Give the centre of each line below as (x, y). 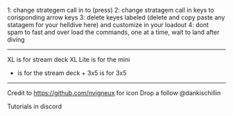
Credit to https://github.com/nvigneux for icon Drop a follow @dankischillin (114, 93)
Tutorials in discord (35, 106)
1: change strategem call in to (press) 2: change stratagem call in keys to (111, 10)
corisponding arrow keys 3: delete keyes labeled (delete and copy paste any (116, 17)
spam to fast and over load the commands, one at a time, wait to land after (113, 32)
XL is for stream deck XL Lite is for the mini (69, 59)
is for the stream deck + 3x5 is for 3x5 (72, 73)
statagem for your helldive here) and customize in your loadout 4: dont (108, 25)
